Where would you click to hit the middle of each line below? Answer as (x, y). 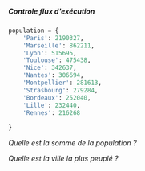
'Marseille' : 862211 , (58, 45)
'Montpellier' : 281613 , (62, 83)
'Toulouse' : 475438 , (57, 60)
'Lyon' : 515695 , (50, 53)
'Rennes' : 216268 (52, 112)
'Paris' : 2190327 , (53, 38)
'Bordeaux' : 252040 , (57, 98)
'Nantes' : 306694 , (53, 75)
